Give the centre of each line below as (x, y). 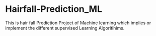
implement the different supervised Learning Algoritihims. (65, 28)
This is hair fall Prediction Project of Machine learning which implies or (78, 23)
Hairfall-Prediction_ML (54, 9)
